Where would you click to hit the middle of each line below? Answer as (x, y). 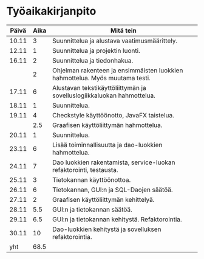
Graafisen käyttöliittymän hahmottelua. (107, 125)
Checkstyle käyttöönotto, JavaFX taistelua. (114, 115)
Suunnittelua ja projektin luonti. (97, 50)
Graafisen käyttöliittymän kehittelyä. (104, 199)
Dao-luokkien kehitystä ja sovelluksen (107, 229)
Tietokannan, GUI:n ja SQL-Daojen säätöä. (113, 190)
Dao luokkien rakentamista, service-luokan (114, 162)
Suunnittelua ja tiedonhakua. (93, 60)
